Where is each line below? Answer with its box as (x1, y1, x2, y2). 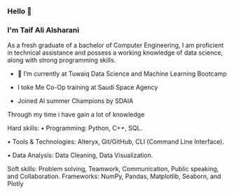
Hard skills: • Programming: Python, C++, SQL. (7, 124, 142, 133)
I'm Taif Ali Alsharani (7, 25, 79, 34)
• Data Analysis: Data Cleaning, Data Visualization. (7, 151, 153, 160)
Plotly (7, 180, 24, 188)
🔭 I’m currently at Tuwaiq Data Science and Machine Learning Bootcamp (17, 69, 227, 78)
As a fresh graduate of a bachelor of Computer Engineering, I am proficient (7, 41, 224, 50)
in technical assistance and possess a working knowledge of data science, (7, 48, 223, 57)
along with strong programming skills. (7, 56, 116, 65)
